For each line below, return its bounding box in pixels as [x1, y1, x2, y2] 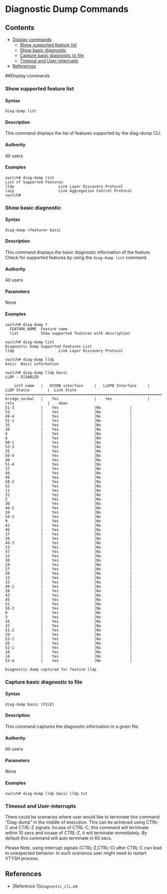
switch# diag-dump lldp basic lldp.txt [5, 791, 88, 796]
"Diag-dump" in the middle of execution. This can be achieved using [5, 819, 145, 825]
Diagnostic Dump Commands [5, 3, 129, 15]
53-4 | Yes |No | [5, 658, 133, 663]
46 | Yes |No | [5, 527, 133, 532]
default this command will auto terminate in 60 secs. [5, 835, 113, 841]
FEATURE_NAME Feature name [9, 326, 68, 331]
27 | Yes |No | [5, 566, 133, 572]
